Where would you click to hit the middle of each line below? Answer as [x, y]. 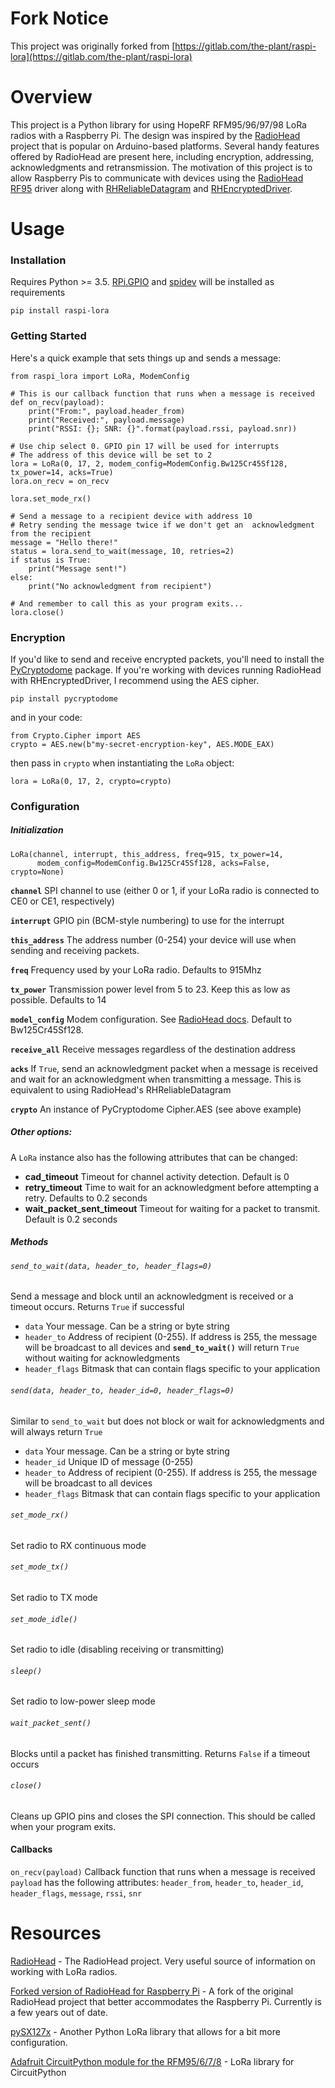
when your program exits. [63, 1826]
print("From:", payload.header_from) [107, 411]
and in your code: [46, 717]
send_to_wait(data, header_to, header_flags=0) [111, 1266]
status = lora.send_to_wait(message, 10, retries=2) [122, 551]
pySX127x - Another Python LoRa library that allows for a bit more [145, 2031]
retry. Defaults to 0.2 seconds [86, 1198]
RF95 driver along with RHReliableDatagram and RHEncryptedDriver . [151, 188]
